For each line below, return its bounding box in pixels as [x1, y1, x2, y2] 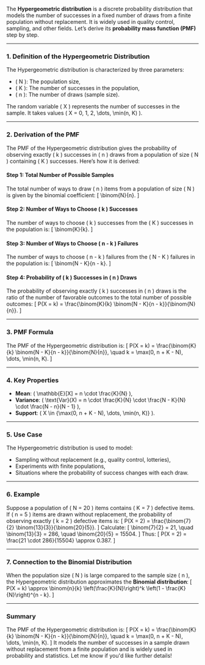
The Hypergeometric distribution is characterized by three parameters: [6, 66, 184, 73]
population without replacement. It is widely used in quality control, [6, 18, 175, 25]
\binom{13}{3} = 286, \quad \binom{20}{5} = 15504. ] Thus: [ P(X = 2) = [6, 530, 187, 538]
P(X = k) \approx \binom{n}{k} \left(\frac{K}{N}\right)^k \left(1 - [6, 584, 165, 592]
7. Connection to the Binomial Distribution [6, 557, 132, 566]
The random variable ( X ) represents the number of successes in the [6, 103, 180, 110]
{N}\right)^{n [6, 591, 38, 598]
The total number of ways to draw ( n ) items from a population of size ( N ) [6, 185, 195, 192]
